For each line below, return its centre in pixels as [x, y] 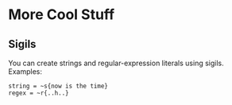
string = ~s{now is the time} [58, 86]
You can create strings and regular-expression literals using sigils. [116, 63]
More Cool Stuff [62, 15]
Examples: [25, 72]
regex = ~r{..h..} [39, 93]
